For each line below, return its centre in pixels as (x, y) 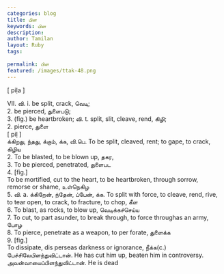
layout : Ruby (26, 45)
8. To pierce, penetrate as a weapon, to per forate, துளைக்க (89, 232)
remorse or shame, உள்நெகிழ (48, 187)
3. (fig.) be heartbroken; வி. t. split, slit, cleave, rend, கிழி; (87, 119)
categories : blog (32, 13)
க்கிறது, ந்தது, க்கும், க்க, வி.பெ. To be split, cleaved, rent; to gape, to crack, (109, 141)
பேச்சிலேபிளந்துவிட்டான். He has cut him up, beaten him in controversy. (105, 255)
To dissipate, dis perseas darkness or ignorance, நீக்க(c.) (87, 247)
